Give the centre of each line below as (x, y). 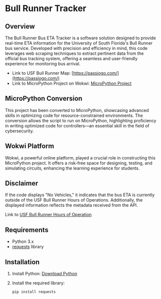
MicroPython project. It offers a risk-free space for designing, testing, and (79, 163)
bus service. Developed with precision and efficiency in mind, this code (76, 48)
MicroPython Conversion (44, 99)
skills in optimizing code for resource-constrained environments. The (74, 115)
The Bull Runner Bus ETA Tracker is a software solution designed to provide (80, 38)
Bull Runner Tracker (46, 8)
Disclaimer (22, 183)
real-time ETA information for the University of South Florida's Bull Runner (79, 43)
